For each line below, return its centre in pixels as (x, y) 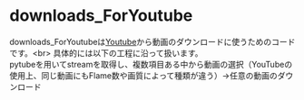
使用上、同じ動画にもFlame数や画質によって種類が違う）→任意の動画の (144, 75)
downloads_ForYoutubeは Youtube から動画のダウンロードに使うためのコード (152, 41)
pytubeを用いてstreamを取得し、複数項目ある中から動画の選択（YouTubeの (151, 64)
